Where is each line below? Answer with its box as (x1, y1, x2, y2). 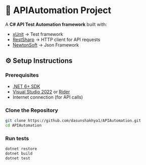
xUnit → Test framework (12, 31, 63, 37)
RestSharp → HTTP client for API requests (12, 36, 101, 43)
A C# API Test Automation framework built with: (5, 21, 107, 27)
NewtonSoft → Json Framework (12, 42, 79, 48)
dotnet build (5, 151, 33, 156)
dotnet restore (5, 146, 37, 151)
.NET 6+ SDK (12, 83, 40, 89)
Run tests (5, 135, 29, 142)
